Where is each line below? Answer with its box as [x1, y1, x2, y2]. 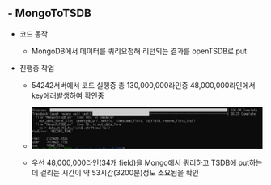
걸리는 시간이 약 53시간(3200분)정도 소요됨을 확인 [40, 167, 199, 177]
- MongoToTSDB [7, 6, 92, 20]
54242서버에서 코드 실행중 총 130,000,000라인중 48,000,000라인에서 [31, 80, 256, 90]
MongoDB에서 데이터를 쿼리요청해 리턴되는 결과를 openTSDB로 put [31, 46, 248, 56]
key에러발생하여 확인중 [31, 90, 104, 100]
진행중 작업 [19, 63, 55, 73]
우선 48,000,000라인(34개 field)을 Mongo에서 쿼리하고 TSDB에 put [31, 158, 250, 167]
